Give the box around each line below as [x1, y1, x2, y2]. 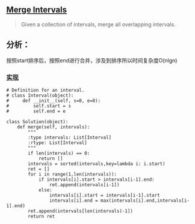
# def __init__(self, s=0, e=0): [6, 97, 101, 104]
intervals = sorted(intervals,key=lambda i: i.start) [28, 160, 166, 167]
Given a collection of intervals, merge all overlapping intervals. [20, 20, 176, 28]
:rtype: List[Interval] [28, 139, 87, 146]
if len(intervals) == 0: [28, 150, 90, 156]
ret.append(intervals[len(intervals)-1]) [28, 208, 134, 214]
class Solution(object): [6, 118, 69, 125]
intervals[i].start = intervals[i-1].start [49, 192, 161, 198]
